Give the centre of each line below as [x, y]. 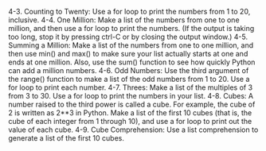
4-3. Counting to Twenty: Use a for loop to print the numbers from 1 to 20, [129, 12]
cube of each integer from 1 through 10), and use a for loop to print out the [130, 121]
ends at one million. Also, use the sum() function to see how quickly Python [132, 62]
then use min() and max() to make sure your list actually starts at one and [128, 54]
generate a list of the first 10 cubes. [66, 138]
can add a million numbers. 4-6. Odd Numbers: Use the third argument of [129, 70]
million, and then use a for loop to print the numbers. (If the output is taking [131, 28]
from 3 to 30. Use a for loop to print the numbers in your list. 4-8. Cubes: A [131, 96]
